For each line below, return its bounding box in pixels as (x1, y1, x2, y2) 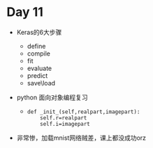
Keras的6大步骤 (16, 28, 62, 36)
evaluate (27, 64, 52, 72)
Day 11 (6, 4, 43, 20)
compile (27, 49, 50, 58)
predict (27, 71, 48, 80)
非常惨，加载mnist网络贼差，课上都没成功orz (16, 133, 147, 142)
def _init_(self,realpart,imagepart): (27, 108, 140, 115)
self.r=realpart (40, 114, 87, 122)
